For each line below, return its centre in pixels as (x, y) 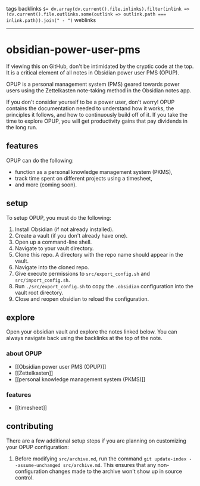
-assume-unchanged (37, 465)
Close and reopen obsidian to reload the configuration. (82, 299)
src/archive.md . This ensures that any (110, 465)
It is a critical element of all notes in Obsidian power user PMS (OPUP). (93, 72)
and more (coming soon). (46, 185)
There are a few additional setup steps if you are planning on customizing (96, 441)
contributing (30, 426)
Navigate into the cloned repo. (52, 267)
